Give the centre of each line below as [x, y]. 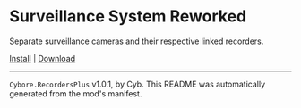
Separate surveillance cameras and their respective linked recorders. [137, 41]
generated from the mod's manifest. [76, 93]
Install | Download [43, 58]
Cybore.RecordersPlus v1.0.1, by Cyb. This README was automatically [138, 84]
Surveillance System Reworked [128, 17]
